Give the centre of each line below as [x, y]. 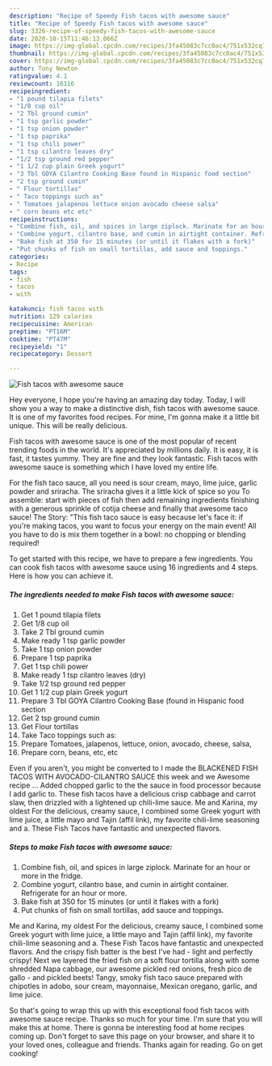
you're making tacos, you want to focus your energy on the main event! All [133, 526]
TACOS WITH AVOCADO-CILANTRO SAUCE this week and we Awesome [130, 777]
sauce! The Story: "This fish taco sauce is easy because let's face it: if [126, 517]
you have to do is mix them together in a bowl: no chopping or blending [128, 534]
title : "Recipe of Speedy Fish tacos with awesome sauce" [109, 23]
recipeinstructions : [44, 219]
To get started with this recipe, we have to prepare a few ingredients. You [131, 558]
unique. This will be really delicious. [69, 426]
